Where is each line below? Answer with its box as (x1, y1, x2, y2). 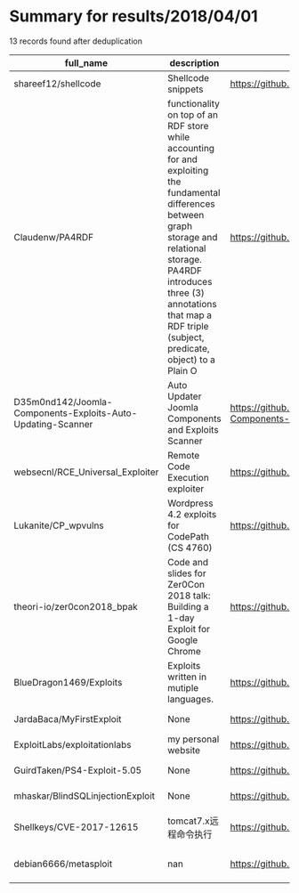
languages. (167, 693, 214, 705)
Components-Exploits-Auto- (13, 407, 138, 419)
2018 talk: (167, 589, 211, 602)
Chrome (167, 645, 202, 657)
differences (167, 198, 215, 210)
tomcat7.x (167, 815, 211, 827)
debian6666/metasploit (13, 857, 113, 870)
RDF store (167, 119, 209, 132)
